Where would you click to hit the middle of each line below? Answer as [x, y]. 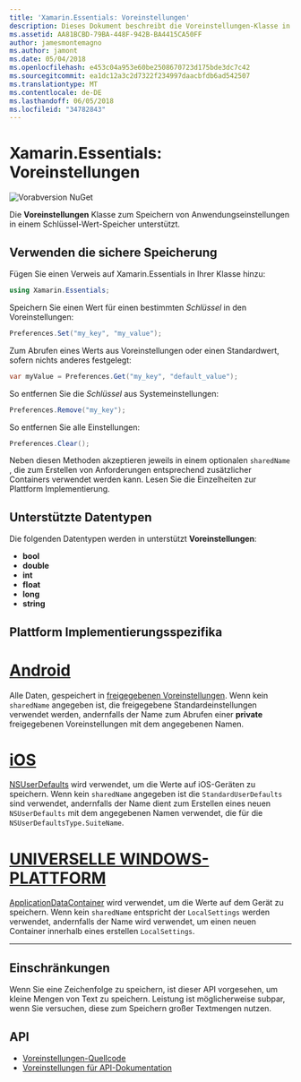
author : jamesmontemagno [56, 43]
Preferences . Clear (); [50, 443]
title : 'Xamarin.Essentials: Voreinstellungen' [100, 17]
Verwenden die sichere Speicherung [113, 252]
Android [40, 670]
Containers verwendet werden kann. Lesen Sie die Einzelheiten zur [133, 479]
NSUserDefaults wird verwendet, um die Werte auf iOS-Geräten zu [133, 785]
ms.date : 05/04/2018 [48, 59]
